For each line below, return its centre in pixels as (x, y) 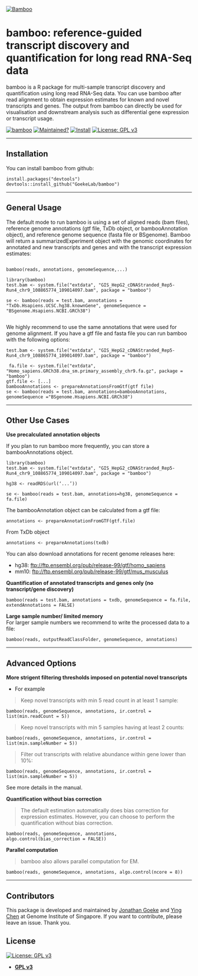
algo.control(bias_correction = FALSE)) (57, 839)
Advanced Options (41, 663)
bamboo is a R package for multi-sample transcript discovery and (86, 87)
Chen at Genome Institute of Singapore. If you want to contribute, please (94, 916)
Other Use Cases (38, 420)
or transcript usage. (30, 118)
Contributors (30, 896)
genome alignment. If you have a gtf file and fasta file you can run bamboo (97, 333)
